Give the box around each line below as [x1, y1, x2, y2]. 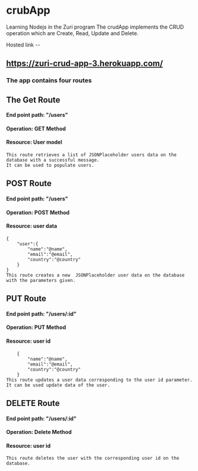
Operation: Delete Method [6, 429, 72, 436]
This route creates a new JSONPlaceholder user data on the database [6, 272, 185, 278]
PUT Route [6, 293, 46, 304]
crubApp [6, 4, 51, 17]
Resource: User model [6, 138, 62, 146]
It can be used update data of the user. [6, 382, 111, 388]
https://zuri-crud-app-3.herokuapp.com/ [6, 58, 164, 69]
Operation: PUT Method [6, 324, 67, 331]
